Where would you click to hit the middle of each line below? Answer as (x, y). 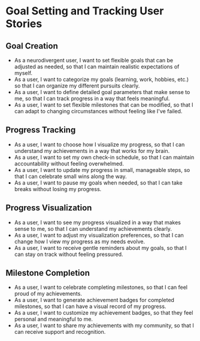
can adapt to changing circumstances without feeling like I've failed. (98, 111)
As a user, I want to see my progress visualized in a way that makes (97, 222)
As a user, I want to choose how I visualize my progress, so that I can (99, 144)
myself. (23, 73)
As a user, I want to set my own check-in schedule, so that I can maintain (104, 157)
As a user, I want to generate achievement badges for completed (94, 300)
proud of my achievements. (48, 294)
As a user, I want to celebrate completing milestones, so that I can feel (101, 287)
